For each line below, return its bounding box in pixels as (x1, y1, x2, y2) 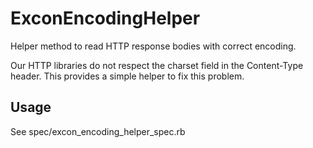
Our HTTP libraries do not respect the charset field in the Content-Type (10, 59, 304, 71)
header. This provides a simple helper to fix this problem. (10, 70, 245, 82)
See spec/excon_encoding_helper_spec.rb (10, 125, 186, 137)
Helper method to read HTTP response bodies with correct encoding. (10, 40, 297, 52)
